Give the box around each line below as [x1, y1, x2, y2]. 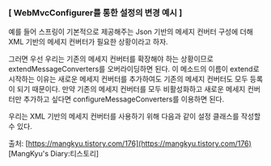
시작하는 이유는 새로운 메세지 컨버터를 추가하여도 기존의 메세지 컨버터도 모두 [8, 74, 248, 84]
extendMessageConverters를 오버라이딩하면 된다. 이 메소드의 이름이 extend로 [8, 64, 260, 74]
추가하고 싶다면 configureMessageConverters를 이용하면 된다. [23, 94, 225, 104]
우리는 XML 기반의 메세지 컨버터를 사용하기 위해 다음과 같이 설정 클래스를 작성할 [8, 111, 261, 122]
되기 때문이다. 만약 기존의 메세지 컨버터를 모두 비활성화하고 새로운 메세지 [16, 85, 246, 94]
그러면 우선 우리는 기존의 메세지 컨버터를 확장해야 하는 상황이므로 [8, 54, 214, 64]
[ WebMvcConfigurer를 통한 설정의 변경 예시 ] [8, 6, 183, 18]
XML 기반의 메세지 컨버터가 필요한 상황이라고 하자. [8, 37, 168, 47]
